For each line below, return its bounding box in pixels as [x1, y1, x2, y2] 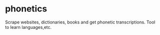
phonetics [5, 3, 48, 14]
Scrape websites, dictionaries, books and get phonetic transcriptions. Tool [5, 19, 156, 25]
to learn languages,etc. [5, 24, 52, 30]
